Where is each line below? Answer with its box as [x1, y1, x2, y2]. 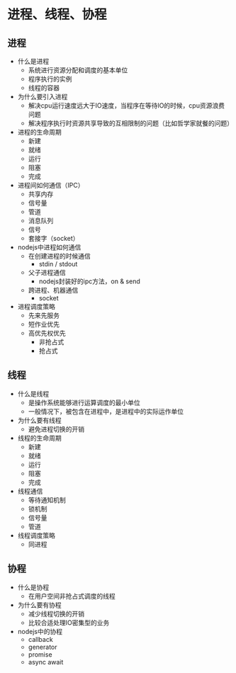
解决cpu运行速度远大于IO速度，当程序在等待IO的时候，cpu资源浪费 [28, 101, 225, 110]
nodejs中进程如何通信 [17, 243, 82, 251]
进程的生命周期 [17, 128, 62, 136]
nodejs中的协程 [17, 627, 62, 635]
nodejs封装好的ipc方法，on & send [38, 277, 140, 285]
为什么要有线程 [17, 416, 62, 424]
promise [28, 650, 52, 659]
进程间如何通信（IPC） [17, 181, 84, 189]
